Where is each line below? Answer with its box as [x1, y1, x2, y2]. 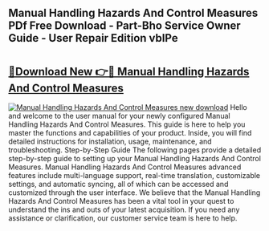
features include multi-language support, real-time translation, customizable [8, 171, 261, 180]
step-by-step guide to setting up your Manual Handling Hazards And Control [8, 154, 261, 163]
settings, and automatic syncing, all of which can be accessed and [8, 180, 229, 188]
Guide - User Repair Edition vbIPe [8, 31, 178, 45]
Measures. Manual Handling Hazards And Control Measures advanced [8, 162, 242, 172]
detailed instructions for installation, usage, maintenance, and [8, 136, 212, 146]
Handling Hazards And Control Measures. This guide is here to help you [8, 120, 246, 129]
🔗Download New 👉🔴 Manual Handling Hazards [8, 64, 250, 79]
